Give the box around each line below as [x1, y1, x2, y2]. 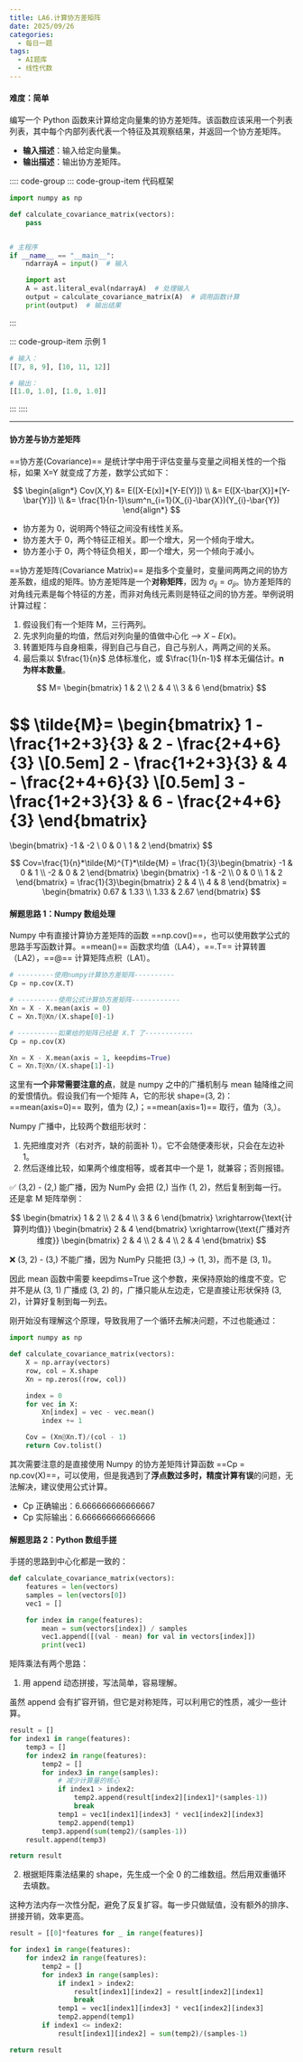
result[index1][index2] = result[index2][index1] [73, 1987, 264, 1996]
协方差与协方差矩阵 [9, 433, 81, 444]
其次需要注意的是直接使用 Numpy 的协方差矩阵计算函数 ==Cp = [9, 1458, 245, 1469]
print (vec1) [41, 1641, 87, 1650]
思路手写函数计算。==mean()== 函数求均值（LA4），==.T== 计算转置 [9, 941, 267, 952]
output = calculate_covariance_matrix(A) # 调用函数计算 [25, 293, 240, 302]
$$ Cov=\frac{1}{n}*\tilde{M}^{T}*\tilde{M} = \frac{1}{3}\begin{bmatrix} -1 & [10, 858, 293, 869]
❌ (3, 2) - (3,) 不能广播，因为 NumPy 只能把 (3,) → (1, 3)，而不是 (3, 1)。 [9, 1254, 277, 1266]
